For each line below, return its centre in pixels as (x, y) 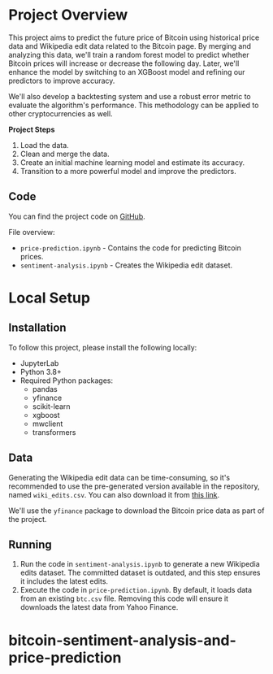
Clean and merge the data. (65, 154)
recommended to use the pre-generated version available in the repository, (134, 486)
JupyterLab (39, 363)
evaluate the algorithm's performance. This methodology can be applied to (134, 105)
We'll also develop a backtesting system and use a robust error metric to (130, 96)
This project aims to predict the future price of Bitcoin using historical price (134, 37)
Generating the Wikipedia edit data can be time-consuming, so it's (119, 477)
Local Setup (50, 298)
